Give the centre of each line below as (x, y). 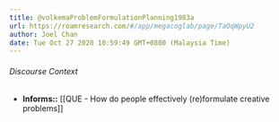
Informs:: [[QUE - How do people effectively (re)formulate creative (146, 99)
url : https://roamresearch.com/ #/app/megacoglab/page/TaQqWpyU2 (132, 26)
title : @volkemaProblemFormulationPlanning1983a (102, 17)
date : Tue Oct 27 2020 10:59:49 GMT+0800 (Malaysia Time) (120, 43)
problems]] (43, 109)
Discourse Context (44, 71)
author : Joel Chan (44, 34)
